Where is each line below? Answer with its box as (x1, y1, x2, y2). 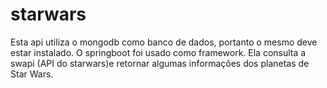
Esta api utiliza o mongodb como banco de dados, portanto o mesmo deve (10, 36, 318, 48)
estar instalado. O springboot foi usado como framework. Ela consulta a (10, 46, 307, 58)
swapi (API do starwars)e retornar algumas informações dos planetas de (10, 57, 310, 69)
